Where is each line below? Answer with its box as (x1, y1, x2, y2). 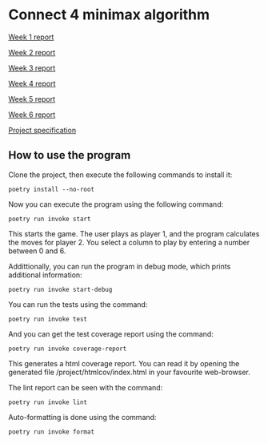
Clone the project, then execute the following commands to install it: (8, 170, 233, 180)
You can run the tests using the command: (8, 299, 148, 309)
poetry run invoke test (8, 315, 88, 323)
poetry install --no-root (8, 185, 94, 193)
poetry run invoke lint (8, 398, 88, 406)
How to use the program (8, 148, 131, 162)
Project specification (8, 125, 77, 135)
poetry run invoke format (8, 427, 94, 436)
